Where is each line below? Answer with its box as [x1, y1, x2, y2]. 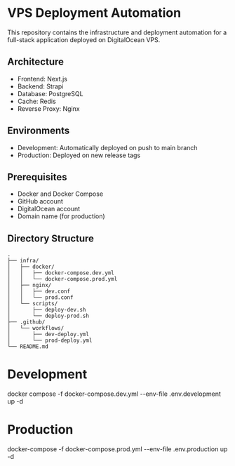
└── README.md [7, 343, 49, 350]
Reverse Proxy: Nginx [17, 104, 80, 113]
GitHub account [17, 197, 63, 206]
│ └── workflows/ [7, 325, 65, 332]
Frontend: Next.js [17, 74, 68, 83]
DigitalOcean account [17, 205, 81, 213]
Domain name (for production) [17, 212, 105, 220]
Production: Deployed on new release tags [17, 151, 141, 159]
